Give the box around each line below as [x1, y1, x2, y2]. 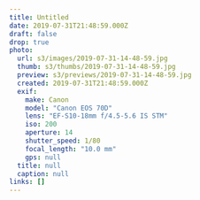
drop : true [9, 37, 50, 47]
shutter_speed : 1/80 [25, 136, 101, 145]
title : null [17, 161, 62, 170]
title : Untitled [9, 12, 69, 22]
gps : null [25, 152, 62, 162]
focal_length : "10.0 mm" [25, 144, 117, 153]
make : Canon [25, 95, 69, 104]
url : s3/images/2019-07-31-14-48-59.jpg [17, 54, 168, 63]
